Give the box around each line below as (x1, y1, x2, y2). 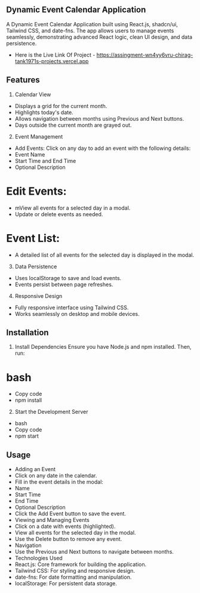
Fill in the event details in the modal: (14, 478, 103, 486)
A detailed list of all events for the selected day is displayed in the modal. (14, 251, 195, 259)
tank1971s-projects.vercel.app (14, 57, 89, 64)
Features (6, 75, 40, 85)
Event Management (14, 133, 63, 140)
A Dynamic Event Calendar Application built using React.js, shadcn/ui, (6, 20, 178, 27)
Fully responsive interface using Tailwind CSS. (14, 304, 129, 311)
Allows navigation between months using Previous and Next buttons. (14, 115, 184, 122)
